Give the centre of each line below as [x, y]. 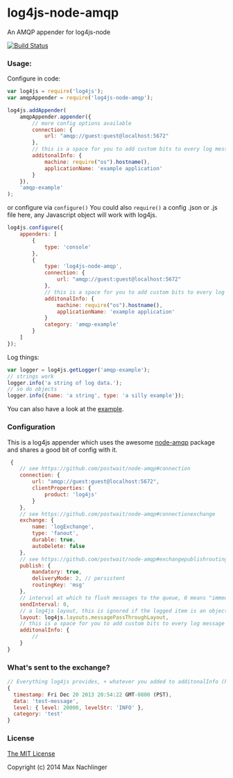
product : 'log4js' [71, 495]
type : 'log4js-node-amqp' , [83, 266]
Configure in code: [34, 78]
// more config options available [82, 123]
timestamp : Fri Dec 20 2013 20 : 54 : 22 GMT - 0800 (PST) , [93, 695]
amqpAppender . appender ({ [55, 117]
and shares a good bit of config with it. [62, 449]
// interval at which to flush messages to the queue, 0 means [113, 598]
